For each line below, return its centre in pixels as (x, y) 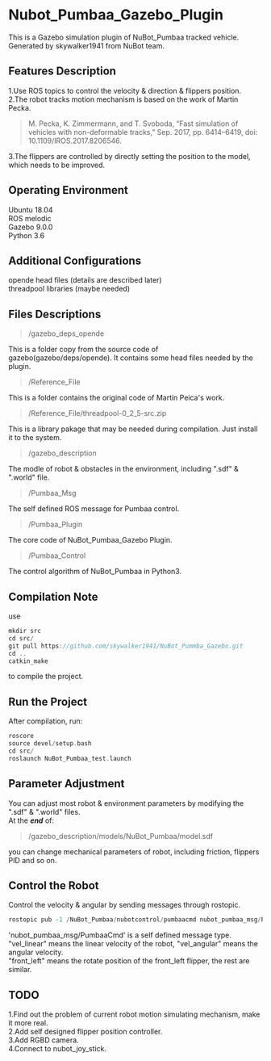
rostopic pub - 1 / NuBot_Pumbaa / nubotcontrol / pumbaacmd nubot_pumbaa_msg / (135, 920)
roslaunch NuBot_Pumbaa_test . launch (70, 758)
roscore (21, 736)
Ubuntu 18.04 (31, 210)
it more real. (28, 1023)
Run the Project (48, 701)
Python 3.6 (27, 235)
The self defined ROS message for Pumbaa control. (94, 509)
